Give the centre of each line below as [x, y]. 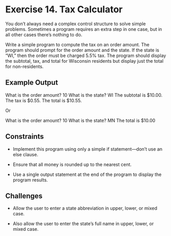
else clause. [25, 154]
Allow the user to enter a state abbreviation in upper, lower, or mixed [85, 208]
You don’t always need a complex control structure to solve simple [76, 24]
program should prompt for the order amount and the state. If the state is [82, 50]
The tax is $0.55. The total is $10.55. [44, 100]
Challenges [24, 196]
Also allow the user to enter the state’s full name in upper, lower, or [83, 224]
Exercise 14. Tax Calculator [64, 10]
